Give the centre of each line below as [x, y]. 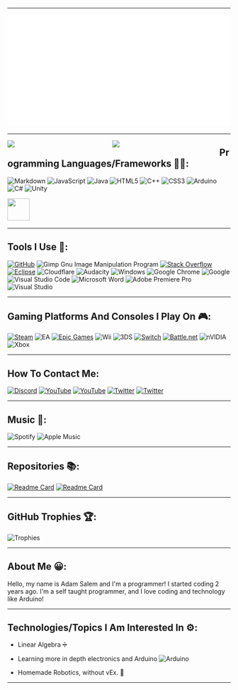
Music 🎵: [27, 419]
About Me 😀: [37, 567]
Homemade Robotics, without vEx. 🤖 [71, 673]
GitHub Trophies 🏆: [52, 517]
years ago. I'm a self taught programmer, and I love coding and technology [116, 591]
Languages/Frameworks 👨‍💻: [125, 164]
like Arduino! [25, 599]
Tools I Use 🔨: [38, 247]
